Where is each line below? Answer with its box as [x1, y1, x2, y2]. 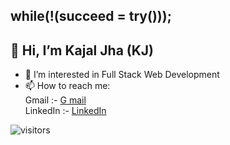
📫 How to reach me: [24, 80, 111, 92]
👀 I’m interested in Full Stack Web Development [24, 69, 220, 81]
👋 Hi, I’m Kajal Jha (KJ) [10, 42, 155, 59]
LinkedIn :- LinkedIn [24, 105, 107, 117]
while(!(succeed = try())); [10, 8, 172, 25]
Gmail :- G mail [24, 94, 87, 106]
